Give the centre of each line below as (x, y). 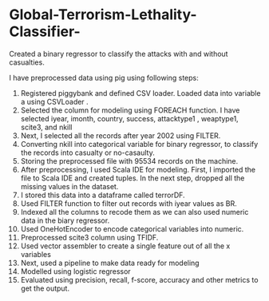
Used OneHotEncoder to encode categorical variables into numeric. (132, 228)
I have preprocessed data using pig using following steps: (104, 77)
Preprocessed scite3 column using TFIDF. (89, 237)
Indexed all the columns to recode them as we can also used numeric (134, 212)
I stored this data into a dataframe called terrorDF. (103, 195)
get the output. (45, 288)
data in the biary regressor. (65, 220)
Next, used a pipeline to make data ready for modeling (110, 263)
